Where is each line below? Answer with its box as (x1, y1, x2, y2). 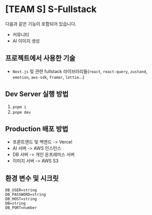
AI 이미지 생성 (12, 38, 40, 44)
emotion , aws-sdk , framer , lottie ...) (12, 74, 85, 80)
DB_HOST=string (5, 196, 37, 202)
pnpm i (12, 104, 27, 109)
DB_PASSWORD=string (5, 192, 46, 197)
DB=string (5, 201, 26, 206)
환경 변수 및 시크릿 (5, 174, 59, 182)
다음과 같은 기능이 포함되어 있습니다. (5, 21, 77, 27)
